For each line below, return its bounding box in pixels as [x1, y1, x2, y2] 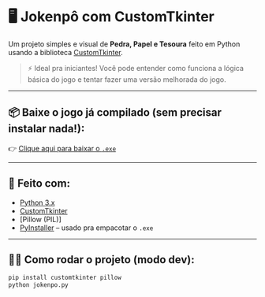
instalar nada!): [8, 122, 85, 136]
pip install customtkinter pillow [8, 274, 122, 282]
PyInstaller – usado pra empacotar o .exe [19, 223, 154, 232]
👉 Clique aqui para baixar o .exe [8, 143, 117, 153]
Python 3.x [19, 198, 55, 207]
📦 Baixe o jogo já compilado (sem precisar [8, 106, 222, 120]
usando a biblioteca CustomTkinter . [8, 47, 124, 57]
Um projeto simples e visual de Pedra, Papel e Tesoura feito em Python [8, 39, 241, 49]
